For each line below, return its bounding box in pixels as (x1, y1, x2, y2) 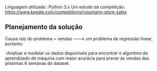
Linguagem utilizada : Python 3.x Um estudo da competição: (5, 4, 125, 10)
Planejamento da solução (5, 23, 83, 31)
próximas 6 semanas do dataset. (5, 60, 70, 66)
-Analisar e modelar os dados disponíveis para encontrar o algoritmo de (5, 50, 148, 56)
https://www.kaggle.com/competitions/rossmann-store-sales (5, 9, 127, 15)
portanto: (5, 41, 24, 47)
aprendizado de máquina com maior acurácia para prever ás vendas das (5, 55, 149, 61)
